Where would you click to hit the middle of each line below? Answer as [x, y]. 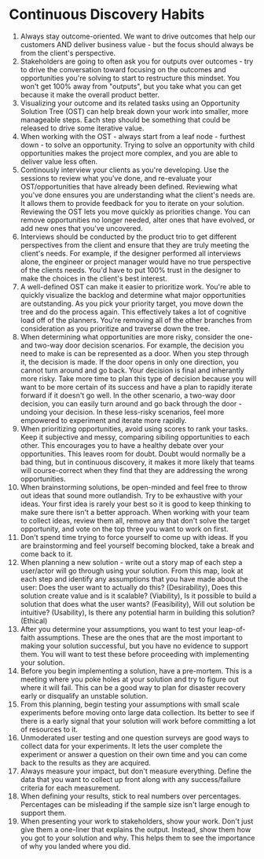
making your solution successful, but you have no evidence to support [134, 645]
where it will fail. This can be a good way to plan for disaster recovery [133, 687]
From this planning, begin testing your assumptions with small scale [130, 704]
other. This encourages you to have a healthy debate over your [122, 445]
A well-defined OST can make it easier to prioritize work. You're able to [135, 286]
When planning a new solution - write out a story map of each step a [131, 562]
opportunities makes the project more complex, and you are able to [129, 153]
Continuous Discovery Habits [107, 15]
